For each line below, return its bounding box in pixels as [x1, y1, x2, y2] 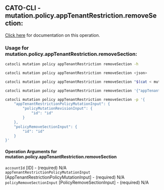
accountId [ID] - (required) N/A [5, 165, 67, 170]
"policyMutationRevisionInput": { [22, 106, 93, 111]
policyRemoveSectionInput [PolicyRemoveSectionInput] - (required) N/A [5, 179, 149, 185]
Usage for [5, 44, 29, 51]
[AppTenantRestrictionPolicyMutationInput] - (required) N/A [5, 174, 125, 180]
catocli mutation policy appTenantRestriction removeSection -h [5, 62, 139, 67]
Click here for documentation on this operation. [5, 32, 100, 38]
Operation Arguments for [5, 148, 58, 154]
